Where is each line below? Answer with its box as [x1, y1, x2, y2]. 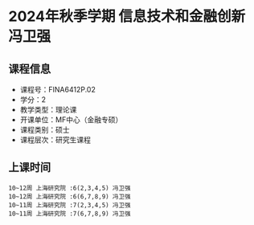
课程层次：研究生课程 [19, 135, 91, 145]
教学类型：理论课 [19, 105, 77, 114]
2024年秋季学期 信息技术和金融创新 [8, 7, 246, 26]
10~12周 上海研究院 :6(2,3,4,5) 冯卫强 [8, 184, 131, 192]
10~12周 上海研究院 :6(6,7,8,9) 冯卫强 [8, 192, 131, 201]
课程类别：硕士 [19, 125, 70, 134]
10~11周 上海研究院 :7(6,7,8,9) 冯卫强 [8, 210, 131, 218]
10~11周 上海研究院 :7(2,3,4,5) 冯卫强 [8, 201, 131, 209]
